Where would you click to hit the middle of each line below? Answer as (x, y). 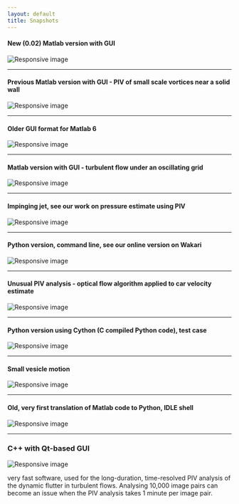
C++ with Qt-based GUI (49, 448)
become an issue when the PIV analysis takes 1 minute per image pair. (110, 493)
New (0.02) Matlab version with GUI (61, 43)
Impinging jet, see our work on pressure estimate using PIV (97, 206)
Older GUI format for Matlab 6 (52, 128)
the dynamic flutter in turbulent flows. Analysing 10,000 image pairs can (113, 485)
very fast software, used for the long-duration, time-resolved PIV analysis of (119, 478)
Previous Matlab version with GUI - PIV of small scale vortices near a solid (119, 82)
